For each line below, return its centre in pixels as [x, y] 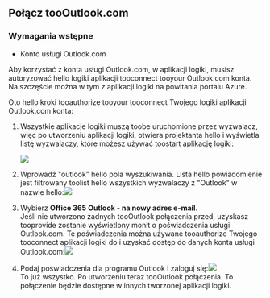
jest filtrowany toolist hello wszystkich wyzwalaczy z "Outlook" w [129, 182]
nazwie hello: [42, 192]
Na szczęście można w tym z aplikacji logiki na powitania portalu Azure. [128, 86]
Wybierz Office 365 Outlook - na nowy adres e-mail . [108, 208]
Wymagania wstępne [51, 36]
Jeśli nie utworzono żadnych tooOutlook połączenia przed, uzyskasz [134, 216]
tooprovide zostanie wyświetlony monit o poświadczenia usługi [125, 225]
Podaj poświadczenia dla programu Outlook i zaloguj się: [114, 268]
